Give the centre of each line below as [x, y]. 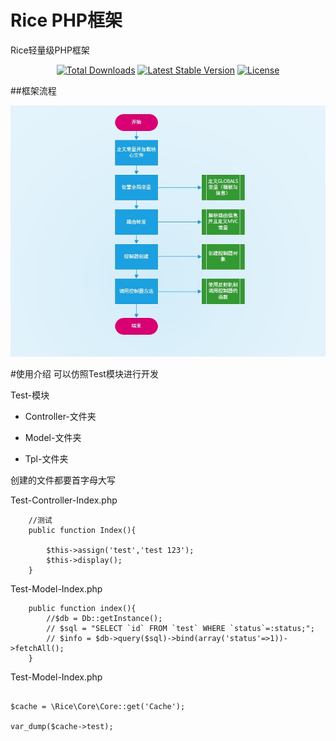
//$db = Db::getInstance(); [104, 619]
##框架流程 [33, 90]
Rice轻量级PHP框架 [50, 50]
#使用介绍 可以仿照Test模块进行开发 [84, 374]
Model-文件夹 [53, 438]
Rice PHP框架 [66, 20]
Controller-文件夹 [60, 417]
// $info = [69, 639]
